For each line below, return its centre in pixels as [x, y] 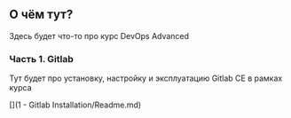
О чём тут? [41, 15]
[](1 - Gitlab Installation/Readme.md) [75, 105]
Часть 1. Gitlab [41, 59]
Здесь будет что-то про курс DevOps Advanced [99, 35]
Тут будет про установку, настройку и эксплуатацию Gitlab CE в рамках [146, 78]
